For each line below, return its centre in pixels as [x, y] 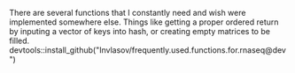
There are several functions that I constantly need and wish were [128, 13]
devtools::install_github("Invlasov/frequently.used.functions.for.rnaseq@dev [147, 50]
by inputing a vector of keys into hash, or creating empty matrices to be [140, 31]
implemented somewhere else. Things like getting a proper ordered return [144, 22]
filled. [19, 40]
